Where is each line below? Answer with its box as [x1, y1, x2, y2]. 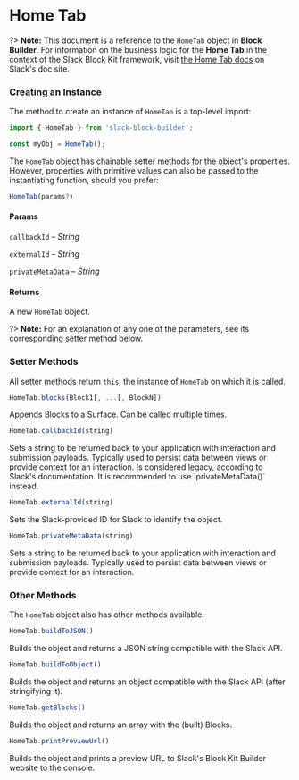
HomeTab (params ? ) [9, 191, 74, 201]
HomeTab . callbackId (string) [9, 427, 114, 436]
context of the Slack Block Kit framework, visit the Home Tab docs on [9, 54, 265, 64]
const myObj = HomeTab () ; [9, 140, 105, 148]
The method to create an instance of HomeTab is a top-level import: [9, 106, 252, 117]
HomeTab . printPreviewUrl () [9, 736, 110, 745]
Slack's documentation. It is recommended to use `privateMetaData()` [9, 471, 266, 482]
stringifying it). [9, 686, 63, 697]
